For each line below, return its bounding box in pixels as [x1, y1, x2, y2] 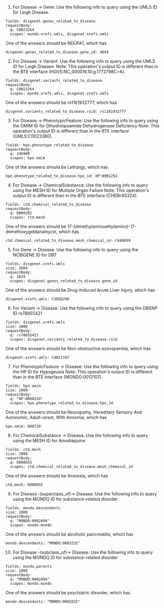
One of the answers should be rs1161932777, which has [5, 100, 117, 105]
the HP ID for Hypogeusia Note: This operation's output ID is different [12, 369, 153, 374]
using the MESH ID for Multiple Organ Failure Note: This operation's [12, 187, 149, 193]
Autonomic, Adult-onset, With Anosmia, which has [5, 415, 107, 420]
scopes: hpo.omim [10, 156, 46, 161]
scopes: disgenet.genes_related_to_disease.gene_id [10, 279, 118, 283]
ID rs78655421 [12, 310, 43, 316]
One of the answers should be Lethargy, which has [5, 164, 108, 170]
